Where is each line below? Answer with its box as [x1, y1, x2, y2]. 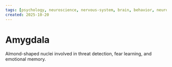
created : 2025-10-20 [5, 12, 50, 17]
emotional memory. [5, 56, 46, 62]
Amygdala [5, 34, 50, 46]
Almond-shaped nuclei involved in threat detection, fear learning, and [5, 51, 152, 57]
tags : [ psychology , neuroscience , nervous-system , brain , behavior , [5, 7, 155, 13]
